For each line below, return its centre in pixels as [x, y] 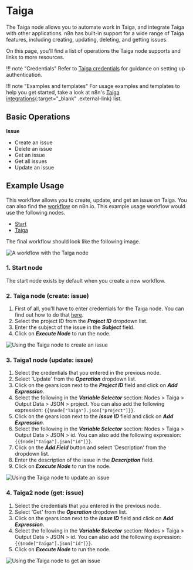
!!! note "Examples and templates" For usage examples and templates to [93, 86]
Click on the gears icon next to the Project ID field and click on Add [96, 385]
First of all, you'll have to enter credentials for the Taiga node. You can [99, 308]
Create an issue [33, 142]
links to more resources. [35, 57]
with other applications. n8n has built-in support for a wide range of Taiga [95, 33]
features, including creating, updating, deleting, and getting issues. [87, 39]
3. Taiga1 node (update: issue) [50, 360]
